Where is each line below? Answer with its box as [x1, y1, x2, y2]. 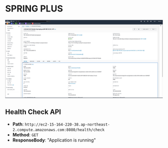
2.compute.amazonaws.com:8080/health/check [12, 127, 105, 132]
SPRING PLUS [5, 3, 63, 14]
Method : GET [12, 131, 38, 137]
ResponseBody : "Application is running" [12, 137, 96, 143]
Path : [12, 121, 24, 127]
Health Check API [5, 108, 61, 116]
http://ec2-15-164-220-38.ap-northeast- [24, 122, 110, 127]
